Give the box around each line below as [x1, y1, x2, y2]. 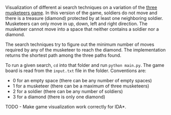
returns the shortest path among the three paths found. [5, 52, 121, 58]
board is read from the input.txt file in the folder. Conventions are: [5, 67, 146, 74]
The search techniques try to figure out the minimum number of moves [5, 41, 155, 48]
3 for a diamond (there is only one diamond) [12, 94, 106, 100]
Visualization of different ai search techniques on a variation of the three [5, 5, 157, 10]
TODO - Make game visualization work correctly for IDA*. [5, 104, 127, 109]
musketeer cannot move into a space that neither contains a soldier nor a [5, 26, 159, 32]
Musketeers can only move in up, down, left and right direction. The [5, 20, 148, 27]
